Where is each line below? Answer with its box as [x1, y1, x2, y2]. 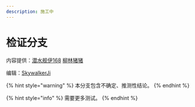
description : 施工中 [6, 8, 54, 15]
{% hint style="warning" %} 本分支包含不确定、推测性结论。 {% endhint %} [6, 82, 190, 89]
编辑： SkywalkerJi [6, 69, 51, 76]
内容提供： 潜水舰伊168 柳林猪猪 [6, 57, 84, 64]
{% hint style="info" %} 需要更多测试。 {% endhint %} [6, 94, 138, 101]
